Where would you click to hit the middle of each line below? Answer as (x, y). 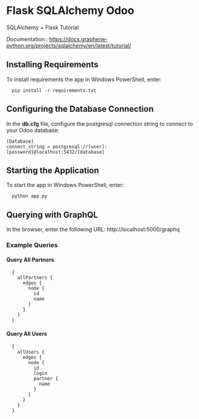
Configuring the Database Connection (80, 109)
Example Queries (32, 245)
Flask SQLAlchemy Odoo (70, 11)
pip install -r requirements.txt (54, 90)
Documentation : (27, 39)
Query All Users (27, 333)
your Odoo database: (33, 130)
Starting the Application (53, 170)
